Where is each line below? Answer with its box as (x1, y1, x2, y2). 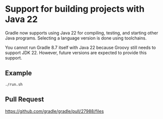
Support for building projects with (5, 3, 145, 15)
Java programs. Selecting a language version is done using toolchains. (5, 35, 147, 41)
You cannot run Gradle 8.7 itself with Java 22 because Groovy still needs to (5, 44, 156, 50)
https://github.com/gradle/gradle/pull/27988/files (5, 108, 104, 114)
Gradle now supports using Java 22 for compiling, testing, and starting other (5, 30, 158, 36)
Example (5, 69, 32, 78)
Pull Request (5, 95, 44, 103)
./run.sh (5, 82, 23, 87)
